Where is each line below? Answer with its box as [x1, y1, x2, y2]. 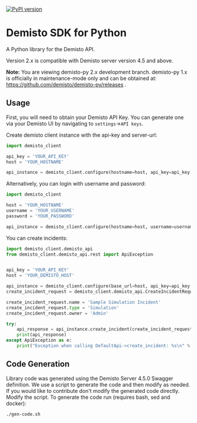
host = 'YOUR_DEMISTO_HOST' [6, 273, 75, 279]
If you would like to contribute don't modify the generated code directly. [6, 387, 180, 394]
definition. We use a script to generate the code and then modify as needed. [6, 381, 191, 388]
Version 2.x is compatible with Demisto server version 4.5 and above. [6, 57, 174, 64]
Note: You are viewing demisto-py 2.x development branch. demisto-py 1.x [6, 68, 188, 75]
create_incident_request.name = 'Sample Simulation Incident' [6, 299, 161, 305]
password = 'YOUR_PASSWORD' [6, 213, 75, 219]
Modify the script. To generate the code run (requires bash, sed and [6, 394, 171, 401]
